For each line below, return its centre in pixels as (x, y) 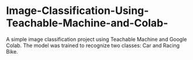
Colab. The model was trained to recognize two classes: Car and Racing (93, 45)
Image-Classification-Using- (77, 11)
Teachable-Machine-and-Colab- (87, 23)
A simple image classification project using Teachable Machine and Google (96, 39)
